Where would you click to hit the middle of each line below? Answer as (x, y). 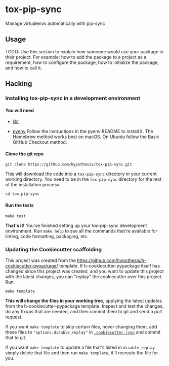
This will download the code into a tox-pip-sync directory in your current (81, 174)
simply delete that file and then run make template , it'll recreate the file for (82, 353)
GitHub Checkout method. (40, 142)
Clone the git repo (25, 154)
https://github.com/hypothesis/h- (112, 260)
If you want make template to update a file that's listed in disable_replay (80, 347)
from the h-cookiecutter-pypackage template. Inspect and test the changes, (85, 306)
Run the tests (19, 205)
